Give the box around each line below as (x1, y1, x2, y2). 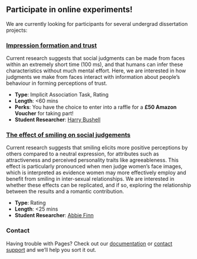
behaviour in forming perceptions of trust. (6, 79, 108, 87)
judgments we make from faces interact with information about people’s (6, 74, 181, 81)
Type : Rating (14, 200, 46, 207)
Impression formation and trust (6, 41, 97, 49)
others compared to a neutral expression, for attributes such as (6, 150, 159, 158)
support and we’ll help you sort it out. (6, 246, 96, 253)
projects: (6, 26, 28, 34)
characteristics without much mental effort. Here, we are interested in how (6, 67, 186, 74)
